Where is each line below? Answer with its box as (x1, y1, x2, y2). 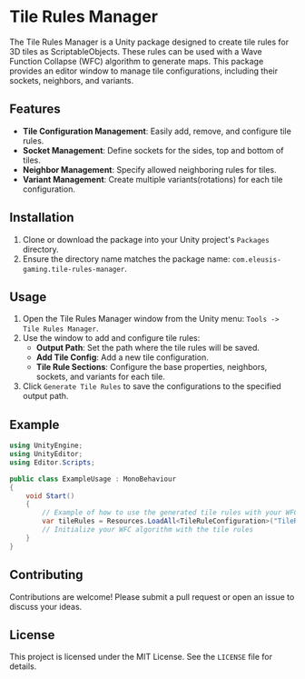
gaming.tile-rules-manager (22, 265, 125, 274)
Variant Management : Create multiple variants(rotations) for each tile (22, 174, 283, 185)
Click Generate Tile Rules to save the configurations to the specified (22, 381, 281, 392)
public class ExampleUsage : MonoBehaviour (9, 474, 177, 484)
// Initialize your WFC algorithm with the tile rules (42, 525, 254, 534)
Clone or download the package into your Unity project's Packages (22, 234, 270, 245)
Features (9, 102, 61, 117)
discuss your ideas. (9, 601, 83, 612)
